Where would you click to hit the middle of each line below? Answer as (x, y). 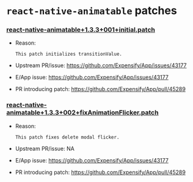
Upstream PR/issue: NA (45, 148)
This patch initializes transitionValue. (68, 54)
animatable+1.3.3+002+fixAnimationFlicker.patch (82, 112)
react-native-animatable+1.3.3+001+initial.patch (81, 30)
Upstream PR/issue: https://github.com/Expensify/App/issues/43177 (101, 65)
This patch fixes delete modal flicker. (67, 137)
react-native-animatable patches (92, 11)
